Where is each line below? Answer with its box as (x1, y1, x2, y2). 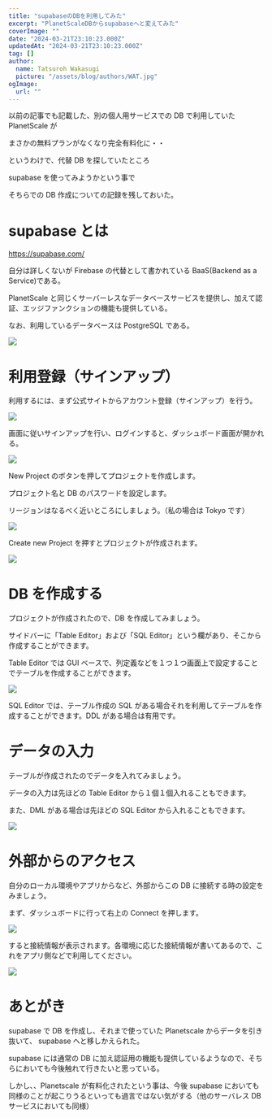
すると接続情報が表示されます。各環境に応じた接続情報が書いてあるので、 (8, 941, 257, 951)
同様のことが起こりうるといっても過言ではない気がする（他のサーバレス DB (8, 1091, 261, 1100)
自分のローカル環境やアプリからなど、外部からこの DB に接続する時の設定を (8, 881, 264, 890)
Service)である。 (8, 276, 65, 285)
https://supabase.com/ (8, 249, 85, 259)
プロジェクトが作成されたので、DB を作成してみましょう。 (8, 613, 205, 623)
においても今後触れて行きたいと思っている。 (15, 1064, 164, 1073)
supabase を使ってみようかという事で (8, 172, 136, 183)
